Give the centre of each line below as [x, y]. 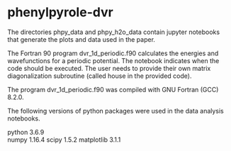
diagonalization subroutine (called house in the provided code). [100, 76]
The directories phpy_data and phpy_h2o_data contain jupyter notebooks [114, 32]
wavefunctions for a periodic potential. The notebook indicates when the [113, 60]
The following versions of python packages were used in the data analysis [116, 111]
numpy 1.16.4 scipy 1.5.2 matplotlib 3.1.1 [64, 140]
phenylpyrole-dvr [60, 12]
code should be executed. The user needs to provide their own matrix [109, 68]
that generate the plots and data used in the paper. [81, 39]
